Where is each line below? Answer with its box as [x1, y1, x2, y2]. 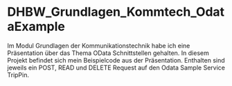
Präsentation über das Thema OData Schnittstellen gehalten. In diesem [7, 49, 209, 57]
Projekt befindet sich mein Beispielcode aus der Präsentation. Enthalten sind [7, 56, 225, 64]
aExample [7, 19, 66, 34]
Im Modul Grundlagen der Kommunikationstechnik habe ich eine [7, 41, 190, 50]
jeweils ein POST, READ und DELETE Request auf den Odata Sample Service [7, 63, 225, 72]
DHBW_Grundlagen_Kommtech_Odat [7, 4, 225, 20]
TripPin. [7, 70, 30, 79]
